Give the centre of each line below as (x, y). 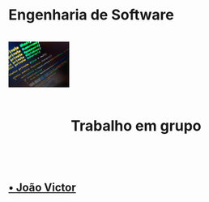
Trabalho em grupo (136, 126)
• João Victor (42, 187)
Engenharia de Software (91, 15)
